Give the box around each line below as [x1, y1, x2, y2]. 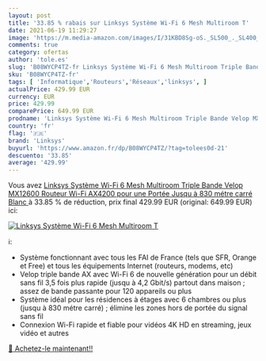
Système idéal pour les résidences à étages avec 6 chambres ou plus [19, 294, 247, 305]
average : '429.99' [8, 159, 69, 167]
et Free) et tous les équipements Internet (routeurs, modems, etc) [19, 261, 234, 271]
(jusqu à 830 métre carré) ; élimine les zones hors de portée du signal [19, 303, 248, 313]
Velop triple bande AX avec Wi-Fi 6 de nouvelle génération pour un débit [19, 270, 257, 279]
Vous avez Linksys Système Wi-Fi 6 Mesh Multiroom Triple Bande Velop [8, 180, 244, 190]
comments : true [8, 41, 59, 49]
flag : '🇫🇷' [8, 129, 47, 137]
